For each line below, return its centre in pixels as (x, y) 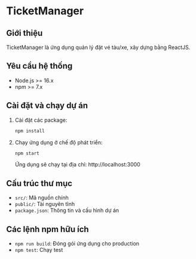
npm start (27, 153)
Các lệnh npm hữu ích (48, 229)
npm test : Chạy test (39, 250)
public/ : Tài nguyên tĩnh (45, 204)
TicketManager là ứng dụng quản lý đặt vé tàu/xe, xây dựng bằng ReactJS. (98, 47)
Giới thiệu (24, 33)
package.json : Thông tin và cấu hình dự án (67, 211)
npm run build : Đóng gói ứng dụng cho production (77, 243)
